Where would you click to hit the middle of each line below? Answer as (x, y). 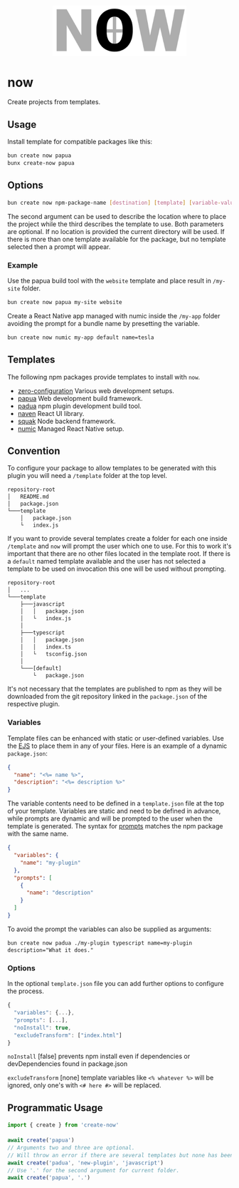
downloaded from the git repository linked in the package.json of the (107, 696)
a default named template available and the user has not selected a (107, 562)
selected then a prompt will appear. (59, 247)
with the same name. (38, 834)
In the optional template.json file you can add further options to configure (116, 984)
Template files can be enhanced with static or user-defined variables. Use (116, 738)
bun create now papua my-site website (65, 302)
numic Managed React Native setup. (71, 428)
